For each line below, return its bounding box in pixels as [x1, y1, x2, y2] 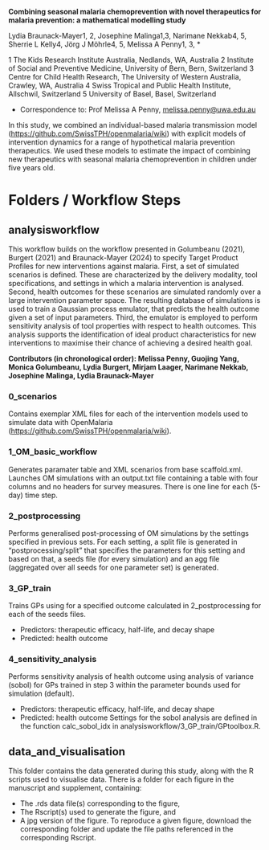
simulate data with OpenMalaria [8, 418, 113, 427]
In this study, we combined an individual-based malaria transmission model [8, 121, 258, 129]
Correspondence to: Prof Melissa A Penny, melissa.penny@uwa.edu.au [19, 104, 256, 114]
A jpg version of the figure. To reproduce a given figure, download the [19, 815, 251, 826]
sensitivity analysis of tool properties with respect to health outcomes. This [8, 321, 257, 330]
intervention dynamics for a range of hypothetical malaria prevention [8, 137, 235, 147]
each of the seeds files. [8, 610, 87, 619]
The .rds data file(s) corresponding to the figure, [19, 799, 181, 808]
